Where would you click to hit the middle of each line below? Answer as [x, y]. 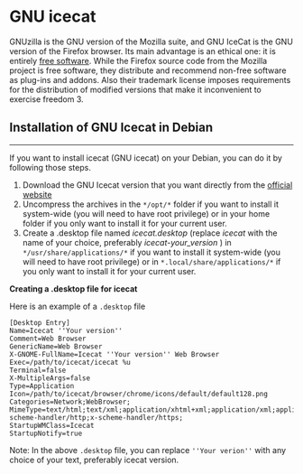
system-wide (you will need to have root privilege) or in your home [146, 213]
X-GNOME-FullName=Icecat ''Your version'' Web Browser [115, 354]
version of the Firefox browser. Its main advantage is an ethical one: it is [143, 51]
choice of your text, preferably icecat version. [94, 460]
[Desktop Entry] [40, 322]
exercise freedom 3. [46, 99]
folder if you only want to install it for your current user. [124, 223]
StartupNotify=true [46, 433]
